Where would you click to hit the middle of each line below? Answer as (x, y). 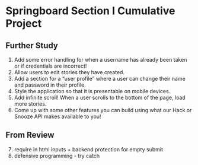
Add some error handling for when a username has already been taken (100, 60)
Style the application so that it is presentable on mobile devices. (92, 91)
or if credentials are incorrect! (50, 66)
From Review (30, 135)
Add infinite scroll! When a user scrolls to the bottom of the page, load (100, 97)
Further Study (32, 45)
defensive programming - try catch (57, 156)
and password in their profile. (50, 85)
